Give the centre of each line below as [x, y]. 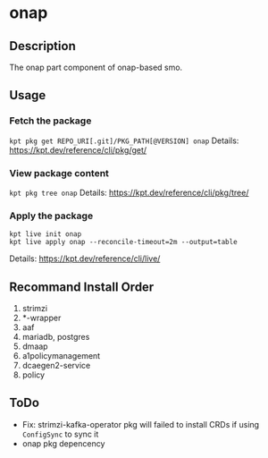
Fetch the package [50, 121]
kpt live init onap [46, 234]
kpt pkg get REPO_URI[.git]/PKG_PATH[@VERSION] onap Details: [124, 140]
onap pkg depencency [63, 443]
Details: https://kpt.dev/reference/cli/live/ [85, 259]
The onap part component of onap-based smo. [96, 67]
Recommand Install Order [82, 287]
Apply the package [51, 216]
